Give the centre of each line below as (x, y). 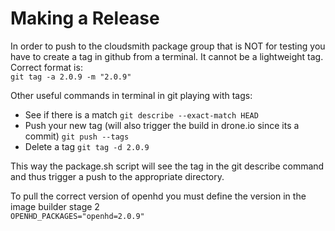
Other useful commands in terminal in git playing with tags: (131, 95)
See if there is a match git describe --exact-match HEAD (141, 114)
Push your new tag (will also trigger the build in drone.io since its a (162, 125)
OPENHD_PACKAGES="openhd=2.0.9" (77, 216)
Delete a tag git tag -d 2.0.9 (87, 146)
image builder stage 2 (55, 206)
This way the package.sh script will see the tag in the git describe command (167, 166)
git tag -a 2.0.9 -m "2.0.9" (71, 77)
